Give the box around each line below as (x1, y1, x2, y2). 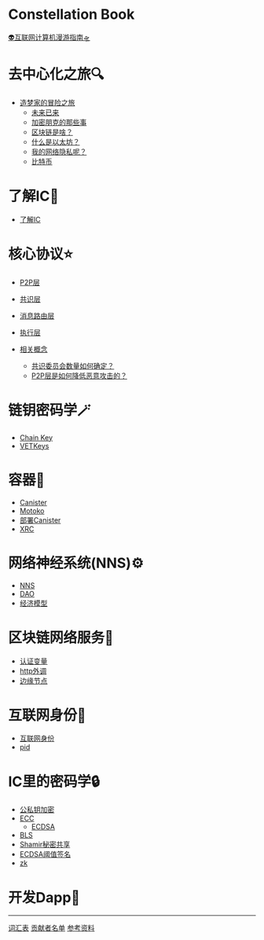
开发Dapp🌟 (8, 888, 81, 906)
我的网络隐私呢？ (31, 147, 87, 156)
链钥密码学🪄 (8, 401, 92, 419)
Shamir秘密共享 (19, 839, 71, 850)
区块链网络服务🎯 (8, 629, 114, 646)
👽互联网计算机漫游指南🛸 (8, 32, 90, 42)
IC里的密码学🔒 (8, 773, 101, 791)
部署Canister (19, 515, 61, 524)
